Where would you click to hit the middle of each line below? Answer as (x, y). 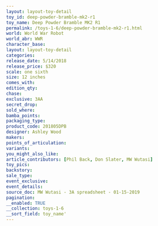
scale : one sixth (27, 72)
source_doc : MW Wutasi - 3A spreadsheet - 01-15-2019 (73, 192)
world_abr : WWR (25, 39)
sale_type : (19, 176)
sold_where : (20, 110)
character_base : (26, 45)
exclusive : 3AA (25, 99)
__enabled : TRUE (26, 203)
